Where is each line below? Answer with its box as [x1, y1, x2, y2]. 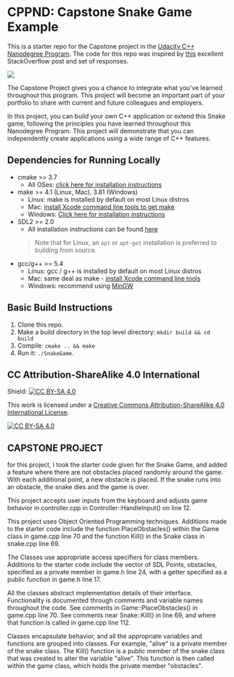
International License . [7, 408, 70, 417]
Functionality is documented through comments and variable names [7, 596, 203, 604]
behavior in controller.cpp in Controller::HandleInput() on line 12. [7, 504, 192, 512]
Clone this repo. [17, 320, 64, 329]
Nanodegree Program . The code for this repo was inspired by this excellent [7, 50, 224, 58]
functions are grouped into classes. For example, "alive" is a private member [7, 639, 228, 648]
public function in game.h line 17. [7, 575, 101, 583]
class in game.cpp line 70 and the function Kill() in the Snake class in [7, 532, 205, 541]
